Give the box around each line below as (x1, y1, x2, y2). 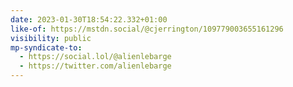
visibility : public (10, 33, 92, 43)
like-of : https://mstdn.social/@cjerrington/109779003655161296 (10, 24, 284, 34)
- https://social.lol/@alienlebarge (19, 52, 172, 62)
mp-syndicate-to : (10, 42, 83, 53)
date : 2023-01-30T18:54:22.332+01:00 (10, 14, 168, 25)
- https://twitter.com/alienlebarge (19, 61, 172, 71)
